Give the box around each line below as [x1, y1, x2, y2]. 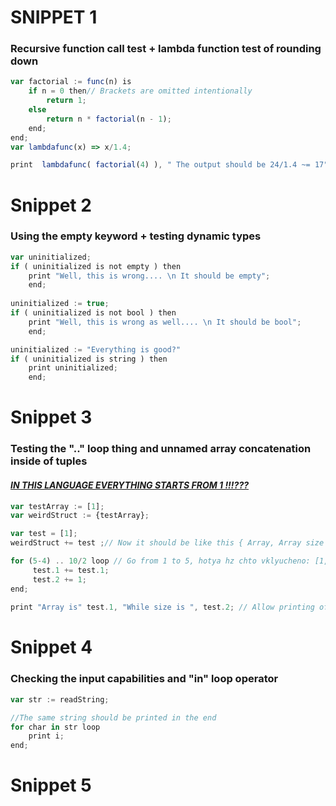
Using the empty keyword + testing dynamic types [10, 229, 262, 243]
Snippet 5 [10, 774, 92, 797]
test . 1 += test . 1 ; [32, 565, 110, 575]
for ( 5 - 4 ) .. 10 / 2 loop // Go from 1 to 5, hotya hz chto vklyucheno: [10, 556, 311, 566]
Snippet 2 [10, 194, 92, 216]
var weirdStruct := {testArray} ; [10, 511, 150, 521]
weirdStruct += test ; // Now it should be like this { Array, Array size [10, 538, 325, 548]
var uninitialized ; [10, 252, 92, 262]
